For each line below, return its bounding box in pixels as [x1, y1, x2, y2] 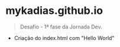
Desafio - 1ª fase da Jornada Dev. [20, 23, 102, 30]
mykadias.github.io [5, 4, 103, 17]
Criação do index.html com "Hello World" [14, 34, 115, 41]
